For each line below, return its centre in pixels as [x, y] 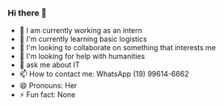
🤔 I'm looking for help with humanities [82, 57]
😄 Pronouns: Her [48, 86]
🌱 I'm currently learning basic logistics [83, 39]
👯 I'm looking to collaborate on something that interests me [117, 48]
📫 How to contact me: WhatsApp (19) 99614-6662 [104, 74]
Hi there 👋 [27, 13]
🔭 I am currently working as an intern [81, 31]
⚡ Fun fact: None [47, 95]
